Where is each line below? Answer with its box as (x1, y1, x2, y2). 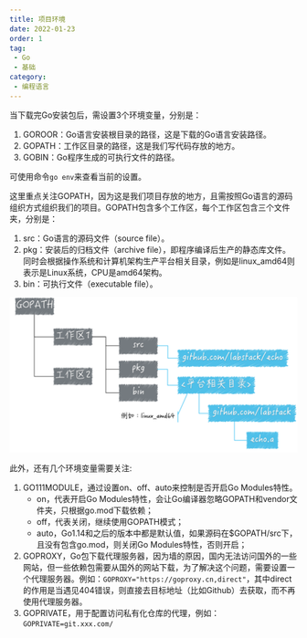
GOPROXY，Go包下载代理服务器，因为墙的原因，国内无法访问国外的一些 (22, 550, 298, 561)
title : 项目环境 (9, 15, 66, 24)
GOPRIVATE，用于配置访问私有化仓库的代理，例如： (22, 608, 220, 619)
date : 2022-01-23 (9, 24, 76, 34)
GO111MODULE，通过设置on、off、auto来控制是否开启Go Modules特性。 (22, 482, 298, 493)
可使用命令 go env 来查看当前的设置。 (9, 171, 146, 182)
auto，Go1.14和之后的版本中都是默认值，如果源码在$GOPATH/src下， (36, 528, 298, 539)
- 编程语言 (13, 82, 50, 91)
